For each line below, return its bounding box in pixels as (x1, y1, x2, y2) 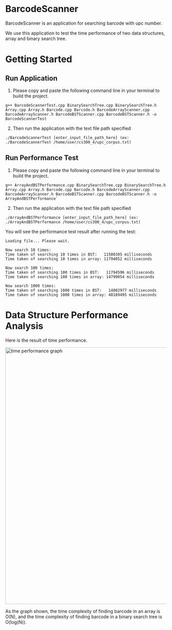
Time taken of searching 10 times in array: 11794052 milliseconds (5, 256, 153, 262)
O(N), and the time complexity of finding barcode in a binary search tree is (5, 614, 162, 620)
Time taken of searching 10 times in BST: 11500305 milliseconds (5, 252, 153, 257)
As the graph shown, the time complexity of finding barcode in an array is (5, 608, 160, 614)
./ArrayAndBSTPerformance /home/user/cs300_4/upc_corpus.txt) (5, 219, 141, 225)
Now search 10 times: (5, 247, 52, 252)
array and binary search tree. (5, 35, 67, 42)
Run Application (5, 74, 58, 83)
